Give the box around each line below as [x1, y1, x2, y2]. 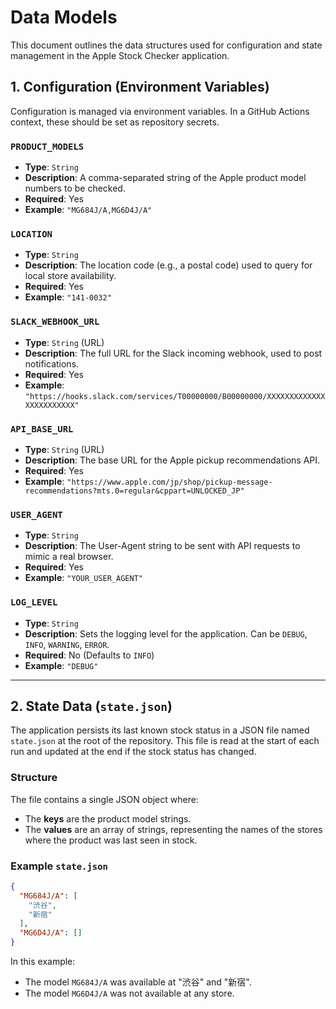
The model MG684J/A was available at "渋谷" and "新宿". [24, 976, 252, 988]
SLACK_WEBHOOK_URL [10, 316, 100, 328]
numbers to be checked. [24, 182, 126, 195]
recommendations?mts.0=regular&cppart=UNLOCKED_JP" [24, 486, 245, 496]
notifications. [24, 357, 80, 370]
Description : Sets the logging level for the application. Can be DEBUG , [24, 627, 308, 640]
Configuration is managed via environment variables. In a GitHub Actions [10, 105, 310, 117]
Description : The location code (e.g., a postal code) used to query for [24, 259, 313, 271]
